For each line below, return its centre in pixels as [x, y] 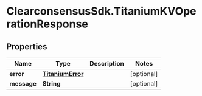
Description [107, 63]
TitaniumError [63, 74]
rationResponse [47, 24]
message [23, 84]
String [51, 84]
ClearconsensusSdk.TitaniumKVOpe [101, 11]
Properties [27, 46]
